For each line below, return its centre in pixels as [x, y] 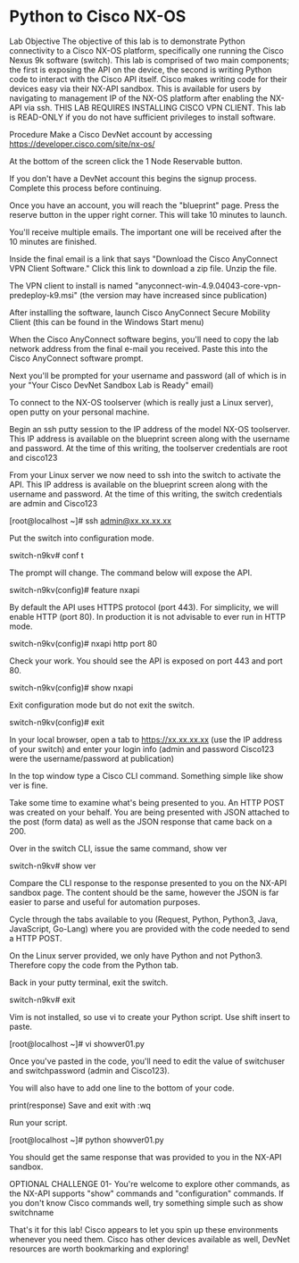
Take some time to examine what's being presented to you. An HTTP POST [147, 802]
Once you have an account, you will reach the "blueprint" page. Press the [144, 205]
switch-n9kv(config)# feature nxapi [75, 590]
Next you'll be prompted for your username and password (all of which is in [148, 375]
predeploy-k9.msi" [43, 295]
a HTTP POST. [36, 938]
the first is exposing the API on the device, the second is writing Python [141, 70]
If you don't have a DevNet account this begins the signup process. [133, 178]
